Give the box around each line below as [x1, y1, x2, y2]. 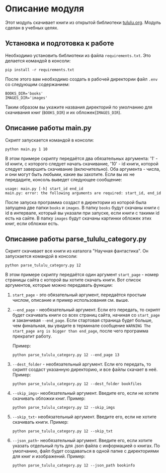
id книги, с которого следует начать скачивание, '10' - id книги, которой [5, 160, 159, 167]
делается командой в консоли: [5, 58, 71, 64]
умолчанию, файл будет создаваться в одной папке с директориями [12, 448, 159, 454]
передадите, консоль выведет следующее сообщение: [5, 176, 122, 182]
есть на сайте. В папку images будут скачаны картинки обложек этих [5, 215, 152, 221]
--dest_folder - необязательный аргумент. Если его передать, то [12, 361, 152, 367]
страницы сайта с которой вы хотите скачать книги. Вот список [5, 277, 141, 283]
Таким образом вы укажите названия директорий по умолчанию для [5, 104, 153, 110]
